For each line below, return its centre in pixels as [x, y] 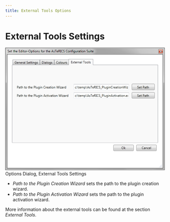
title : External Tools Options [38, 11]
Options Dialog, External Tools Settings [46, 174]
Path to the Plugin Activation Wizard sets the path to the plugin [78, 194]
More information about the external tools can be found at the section [78, 209]
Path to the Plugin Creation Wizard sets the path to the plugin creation [86, 184]
